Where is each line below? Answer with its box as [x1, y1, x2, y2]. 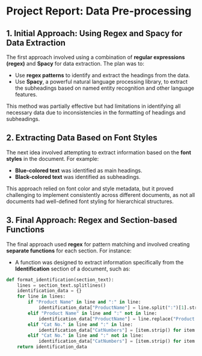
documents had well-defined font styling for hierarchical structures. [6, 198, 174, 205]
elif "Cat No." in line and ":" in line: [28, 321, 133, 328]
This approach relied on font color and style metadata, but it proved [6, 185, 174, 192]
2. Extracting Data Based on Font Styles [6, 133, 158, 143]
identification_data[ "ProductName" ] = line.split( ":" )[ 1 [38, 305, 185, 311]
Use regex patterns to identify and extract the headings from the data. [14, 72, 191, 79]
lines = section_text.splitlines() [17, 282, 106, 289]
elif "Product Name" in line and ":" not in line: [28, 310, 158, 316]
